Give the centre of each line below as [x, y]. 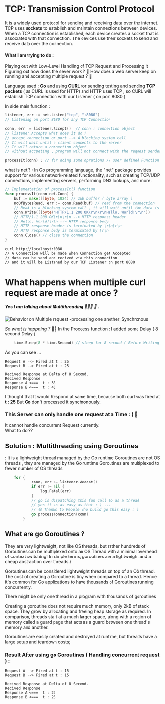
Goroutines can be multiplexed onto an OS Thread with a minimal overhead [81, 551]
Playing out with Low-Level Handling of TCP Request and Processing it [77, 66]
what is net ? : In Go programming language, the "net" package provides [78, 170]
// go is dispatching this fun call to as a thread [85, 500]
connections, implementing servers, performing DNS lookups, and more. [79, 181]
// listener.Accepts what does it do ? [46, 133]
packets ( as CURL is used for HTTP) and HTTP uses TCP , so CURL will [78, 91]
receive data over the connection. [39, 43]
